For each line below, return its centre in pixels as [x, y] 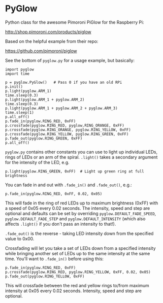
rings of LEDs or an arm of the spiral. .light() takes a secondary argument [81, 157]
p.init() [14, 87]
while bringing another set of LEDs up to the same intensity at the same [78, 253]
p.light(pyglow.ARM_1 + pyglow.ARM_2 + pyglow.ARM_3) [62, 108]
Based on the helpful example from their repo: [52, 41]
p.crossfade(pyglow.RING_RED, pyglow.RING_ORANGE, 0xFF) [65, 125]
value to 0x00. [20, 238]
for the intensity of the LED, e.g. [37, 162]
